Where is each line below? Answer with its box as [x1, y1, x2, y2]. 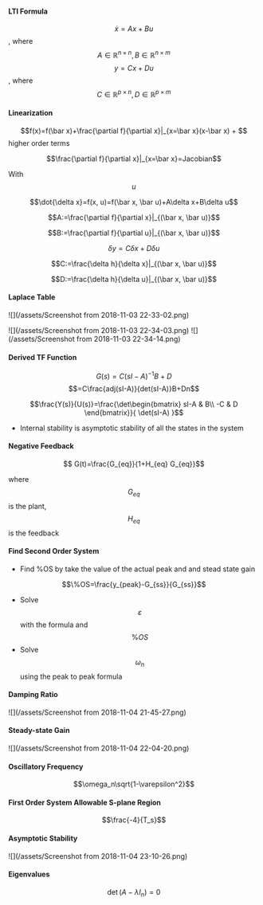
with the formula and [19, 620, 88, 629]
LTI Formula [8, 6, 48, 16]
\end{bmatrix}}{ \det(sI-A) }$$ [84, 407, 184, 417]
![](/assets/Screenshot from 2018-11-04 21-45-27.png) [8, 707, 187, 717]
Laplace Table [8, 292, 56, 302]
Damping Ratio [8, 690, 58, 699]
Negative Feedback [8, 441, 74, 451]
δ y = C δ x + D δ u [108, 243, 160, 253]
